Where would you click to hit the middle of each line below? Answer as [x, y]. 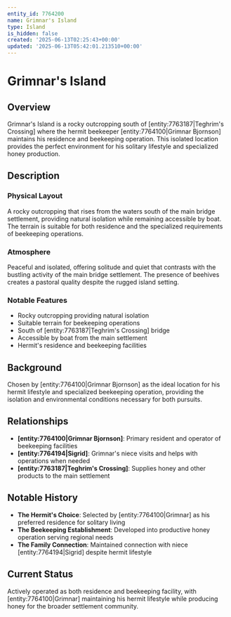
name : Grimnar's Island [42, 20]
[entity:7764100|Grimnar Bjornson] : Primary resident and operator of [119, 438]
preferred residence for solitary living [71, 522]
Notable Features [38, 300]
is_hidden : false [33, 33]
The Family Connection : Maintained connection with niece [103, 545]
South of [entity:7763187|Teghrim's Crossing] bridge [94, 330]
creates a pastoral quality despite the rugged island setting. [93, 282]
